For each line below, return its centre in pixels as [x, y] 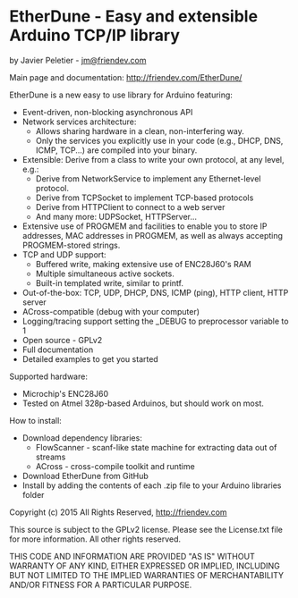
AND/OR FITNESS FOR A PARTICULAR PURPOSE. [101, 585]
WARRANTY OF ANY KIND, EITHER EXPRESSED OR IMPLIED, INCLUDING [145, 566]
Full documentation [58, 350]
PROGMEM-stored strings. [71, 245]
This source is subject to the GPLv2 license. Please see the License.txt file [146, 529]
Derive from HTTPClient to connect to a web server [130, 206]
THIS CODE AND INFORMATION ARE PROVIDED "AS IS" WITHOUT [132, 556]
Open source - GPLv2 [62, 340]
